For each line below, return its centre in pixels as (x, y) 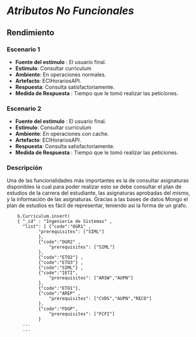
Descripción (25, 168)
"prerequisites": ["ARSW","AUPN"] (91, 278)
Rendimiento (31, 33)
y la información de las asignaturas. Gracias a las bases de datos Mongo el (97, 199)
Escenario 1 (24, 49)
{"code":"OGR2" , (59, 242)
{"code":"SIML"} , (61, 268)
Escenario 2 (24, 108)
